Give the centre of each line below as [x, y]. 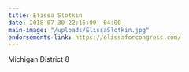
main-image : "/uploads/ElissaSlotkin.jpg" [79, 30]
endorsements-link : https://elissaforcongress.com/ [94, 37]
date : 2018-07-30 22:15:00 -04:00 [65, 23]
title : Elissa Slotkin [45, 15]
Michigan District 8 [39, 59]
